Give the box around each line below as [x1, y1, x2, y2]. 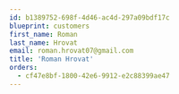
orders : [9, 64, 38, 73]
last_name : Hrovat [9, 38, 78, 47]
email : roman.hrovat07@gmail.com [9, 47, 134, 56]
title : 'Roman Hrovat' [9, 55, 94, 64]
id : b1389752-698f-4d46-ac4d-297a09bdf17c [9, 13, 170, 22]
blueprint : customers [9, 21, 90, 30]
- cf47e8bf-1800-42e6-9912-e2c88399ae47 [17, 72, 170, 81]
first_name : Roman [9, 30, 78, 38]
